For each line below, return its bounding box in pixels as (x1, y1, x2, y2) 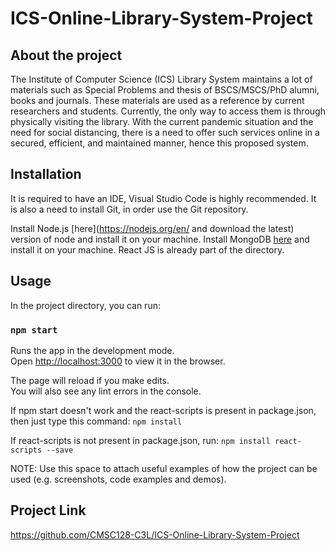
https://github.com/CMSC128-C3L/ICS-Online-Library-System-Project (10, 528, 300, 541)
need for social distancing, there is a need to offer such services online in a (10, 127, 320, 138)
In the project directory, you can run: (10, 299, 161, 311)
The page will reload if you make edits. (10, 374, 170, 386)
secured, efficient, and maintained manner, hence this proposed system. (10, 137, 309, 149)
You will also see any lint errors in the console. (10, 385, 202, 397)
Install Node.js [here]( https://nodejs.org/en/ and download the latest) (10, 222, 295, 234)
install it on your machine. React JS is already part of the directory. (10, 243, 285, 256)
